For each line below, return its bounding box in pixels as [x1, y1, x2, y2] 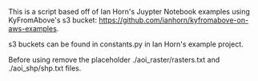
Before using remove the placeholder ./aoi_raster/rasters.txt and [8, 55, 220, 64]
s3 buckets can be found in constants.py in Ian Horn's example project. [8, 39, 244, 49]
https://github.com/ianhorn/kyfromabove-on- [99, 15, 249, 25]
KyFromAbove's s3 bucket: [8, 15, 98, 25]
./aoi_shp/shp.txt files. [8, 63, 82, 73]
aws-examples [8, 24, 58, 33]
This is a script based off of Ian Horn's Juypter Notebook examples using [8, 7, 251, 16]
